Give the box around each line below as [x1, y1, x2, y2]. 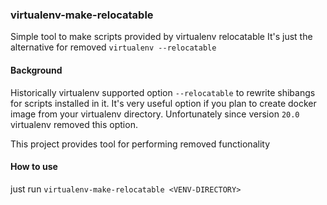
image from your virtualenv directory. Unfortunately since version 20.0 [10, 108, 300, 120]
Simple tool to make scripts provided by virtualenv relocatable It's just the [10, 31, 313, 43]
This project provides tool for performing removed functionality [10, 138, 271, 150]
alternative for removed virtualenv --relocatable [10, 41, 217, 53]
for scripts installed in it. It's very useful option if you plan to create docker [10, 97, 317, 109]
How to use [10, 161, 58, 173]
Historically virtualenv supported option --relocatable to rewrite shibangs [10, 86, 316, 98]
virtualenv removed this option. [10, 118, 138, 130]
